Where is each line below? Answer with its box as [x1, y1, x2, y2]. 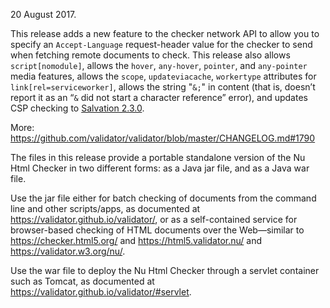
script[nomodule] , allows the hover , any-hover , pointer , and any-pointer [10, 60, 308, 71]
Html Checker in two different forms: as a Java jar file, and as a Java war [10, 162, 310, 174]
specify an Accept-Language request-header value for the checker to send [10, 39, 313, 50]
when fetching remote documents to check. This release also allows [10, 49, 291, 61]
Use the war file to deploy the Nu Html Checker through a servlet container [10, 265, 320, 276]
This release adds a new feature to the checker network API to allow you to [10, 28, 320, 39]
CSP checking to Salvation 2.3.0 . [10, 102, 145, 114]
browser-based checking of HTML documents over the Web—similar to [10, 224, 305, 236]
